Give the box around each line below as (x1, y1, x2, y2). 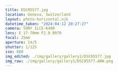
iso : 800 (5, 49, 24, 54)
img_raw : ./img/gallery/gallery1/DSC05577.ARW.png (5, 58, 113, 63)
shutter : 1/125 (5, 44, 37, 49)
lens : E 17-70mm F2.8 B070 (5, 30, 62, 35)
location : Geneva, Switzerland (5, 12, 71, 17)
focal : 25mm (5, 35, 30, 40)
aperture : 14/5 (5, 40, 37, 45)
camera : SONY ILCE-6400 (5, 26, 55, 31)
